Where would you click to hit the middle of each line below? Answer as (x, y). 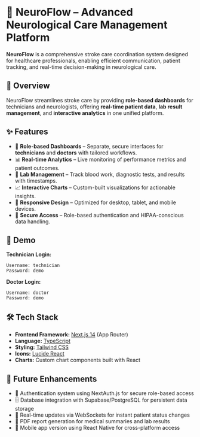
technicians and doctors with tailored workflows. (76, 153)
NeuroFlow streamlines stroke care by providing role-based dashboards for (100, 100)
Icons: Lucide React (39, 354)
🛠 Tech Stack (32, 317)
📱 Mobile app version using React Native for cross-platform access (97, 428)
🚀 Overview (28, 86)
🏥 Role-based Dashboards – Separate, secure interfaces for (89, 146)
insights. (25, 196)
